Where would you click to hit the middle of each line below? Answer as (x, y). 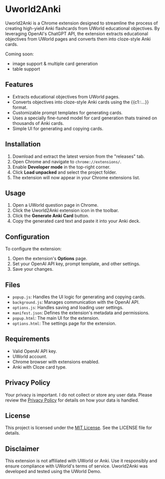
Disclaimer (22, 449)
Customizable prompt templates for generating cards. (68, 112)
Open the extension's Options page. (50, 259)
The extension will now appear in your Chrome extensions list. (76, 177)
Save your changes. (33, 269)
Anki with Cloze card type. (39, 367)
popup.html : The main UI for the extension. (56, 318)
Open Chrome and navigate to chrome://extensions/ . (67, 161)
